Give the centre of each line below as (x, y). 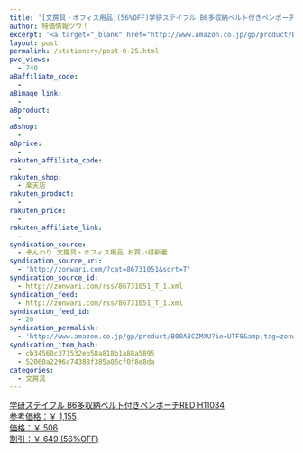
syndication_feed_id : (50, 311)
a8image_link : (36, 93)
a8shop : (24, 127)
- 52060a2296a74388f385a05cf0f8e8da (86, 362)
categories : (32, 370)
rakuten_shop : (36, 177)
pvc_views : (30, 60)
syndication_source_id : (54, 278)
